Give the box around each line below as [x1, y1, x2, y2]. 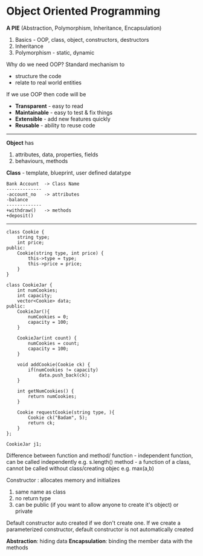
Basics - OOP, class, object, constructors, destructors [14, 36, 149, 43]
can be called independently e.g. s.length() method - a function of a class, [6, 458, 192, 465]
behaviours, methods [14, 157, 68, 164]
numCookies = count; [28, 340, 80, 346]
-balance [6, 196, 28, 203]
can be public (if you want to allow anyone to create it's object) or [14, 501, 179, 508]
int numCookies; [17, 287, 59, 293]
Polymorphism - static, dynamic [14, 49, 95, 56]
